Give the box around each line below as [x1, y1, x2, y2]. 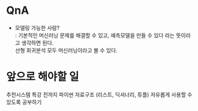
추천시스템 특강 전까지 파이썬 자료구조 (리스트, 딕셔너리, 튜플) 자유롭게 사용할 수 [6, 91, 193, 98]
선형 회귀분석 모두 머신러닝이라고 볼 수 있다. [14, 46, 118, 54]
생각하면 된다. [21, 39, 54, 46]
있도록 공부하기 [6, 98, 42, 106]
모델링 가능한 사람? [14, 24, 60, 31]
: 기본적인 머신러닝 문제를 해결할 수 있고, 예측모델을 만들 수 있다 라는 [14, 31, 175, 39]
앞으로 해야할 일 [6, 70, 79, 84]
